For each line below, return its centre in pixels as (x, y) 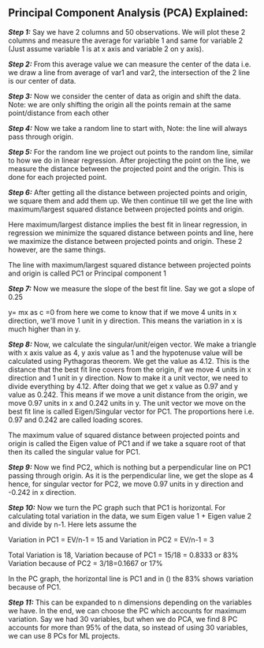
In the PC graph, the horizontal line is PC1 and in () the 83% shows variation (131, 579)
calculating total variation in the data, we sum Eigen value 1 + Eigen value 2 (130, 515)
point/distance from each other (59, 113)
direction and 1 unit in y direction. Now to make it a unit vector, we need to (128, 377)
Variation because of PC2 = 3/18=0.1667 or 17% (86, 563)
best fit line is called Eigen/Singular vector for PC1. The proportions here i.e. (131, 411)
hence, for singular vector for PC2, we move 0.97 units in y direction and (126, 484)
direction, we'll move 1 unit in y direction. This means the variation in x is (125, 320)
